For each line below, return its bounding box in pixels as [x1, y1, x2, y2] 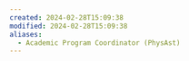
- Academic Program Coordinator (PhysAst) [17, 38, 181, 48]
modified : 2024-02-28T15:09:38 [9, 22, 128, 30]
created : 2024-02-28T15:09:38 [9, 13, 124, 22]
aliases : [9, 30, 43, 39]
